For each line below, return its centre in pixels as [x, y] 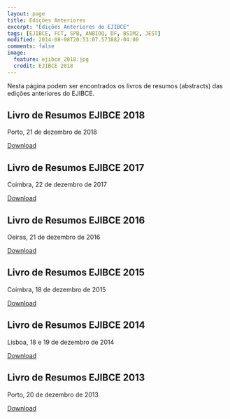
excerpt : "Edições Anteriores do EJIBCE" [69, 27]
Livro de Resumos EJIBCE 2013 [76, 378]
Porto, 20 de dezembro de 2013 [53, 394]
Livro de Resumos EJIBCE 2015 [76, 273]
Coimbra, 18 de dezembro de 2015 [57, 289]
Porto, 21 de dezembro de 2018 [52, 132]
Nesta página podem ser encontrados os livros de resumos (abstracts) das [115, 85]
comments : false [31, 46]
